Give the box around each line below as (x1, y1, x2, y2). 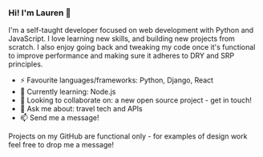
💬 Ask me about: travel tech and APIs (19, 104, 143, 114)
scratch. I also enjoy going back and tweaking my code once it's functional (8, 42, 256, 52)
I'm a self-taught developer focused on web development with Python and (8, 26, 254, 35)
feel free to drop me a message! (8, 140, 115, 150)
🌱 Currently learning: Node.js (19, 87, 116, 97)
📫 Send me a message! (19, 113, 99, 123)
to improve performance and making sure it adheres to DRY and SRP (8, 51, 235, 61)
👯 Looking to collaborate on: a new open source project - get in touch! (19, 95, 253, 105)
